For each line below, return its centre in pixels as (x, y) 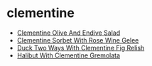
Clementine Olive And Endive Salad (69, 33)
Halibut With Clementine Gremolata (69, 55)
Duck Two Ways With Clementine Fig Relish (81, 48)
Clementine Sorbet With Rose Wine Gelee (78, 40)
